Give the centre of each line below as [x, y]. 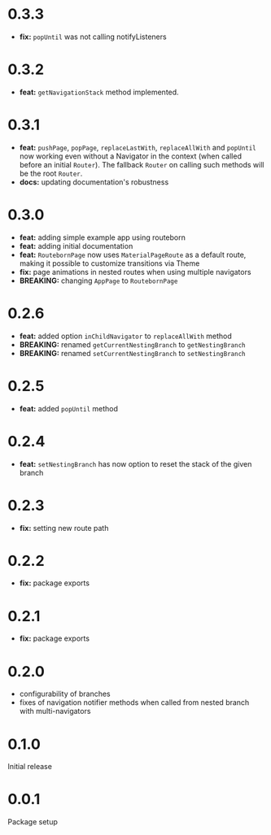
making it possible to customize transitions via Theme [109, 263]
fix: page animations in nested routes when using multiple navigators [135, 272]
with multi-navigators [55, 711]
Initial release [30, 767]
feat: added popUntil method [69, 408]
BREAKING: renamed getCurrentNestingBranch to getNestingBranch [132, 344]
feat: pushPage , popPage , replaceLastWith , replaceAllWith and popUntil [138, 147]
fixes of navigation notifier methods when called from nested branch [134, 702]
